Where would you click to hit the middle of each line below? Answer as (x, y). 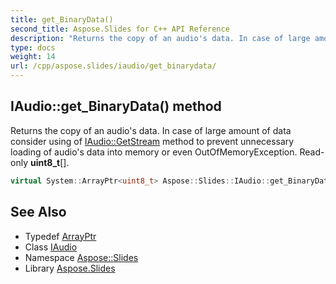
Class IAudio (51, 247)
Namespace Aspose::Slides (81, 257)
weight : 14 (33, 57)
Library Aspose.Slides (70, 268)
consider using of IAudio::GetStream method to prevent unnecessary (152, 141)
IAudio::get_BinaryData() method (116, 106)
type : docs (33, 47)
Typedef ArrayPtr (60, 236)
